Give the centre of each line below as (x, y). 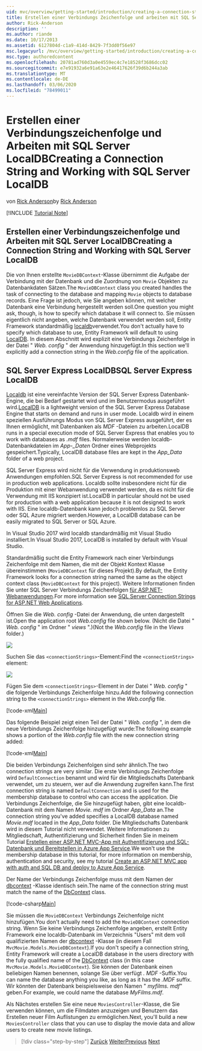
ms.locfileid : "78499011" (38, 91)
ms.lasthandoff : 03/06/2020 (41, 85)
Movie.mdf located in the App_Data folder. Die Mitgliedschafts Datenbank (97, 823)
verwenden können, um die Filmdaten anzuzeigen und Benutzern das (92, 1011)
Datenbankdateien (29, 446)
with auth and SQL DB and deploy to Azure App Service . (76, 867)
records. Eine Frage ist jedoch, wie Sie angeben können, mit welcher (91, 300)
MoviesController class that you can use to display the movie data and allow (101, 1023)
